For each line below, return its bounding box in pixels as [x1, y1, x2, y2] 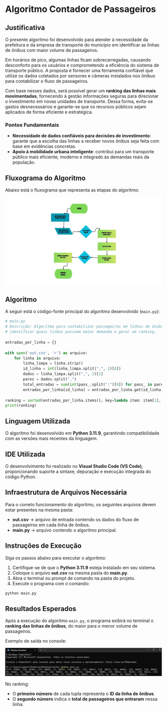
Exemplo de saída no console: [5, 638, 67, 644]
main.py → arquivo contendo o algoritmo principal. [12, 527, 117, 533]
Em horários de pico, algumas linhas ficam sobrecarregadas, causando [5, 57, 151, 63]
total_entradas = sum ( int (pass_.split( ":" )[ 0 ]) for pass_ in [23, 382, 153, 387]
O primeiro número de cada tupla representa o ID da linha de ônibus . [12, 691, 155, 697]
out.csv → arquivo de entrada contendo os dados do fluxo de [12, 516, 139, 522]
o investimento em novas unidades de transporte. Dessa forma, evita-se [5, 98, 153, 104]
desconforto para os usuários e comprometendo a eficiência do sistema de [5, 62, 159, 68]
